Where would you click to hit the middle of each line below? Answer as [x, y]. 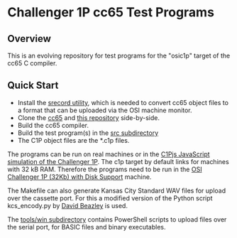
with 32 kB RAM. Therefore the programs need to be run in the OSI [105, 169]
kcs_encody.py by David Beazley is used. [67, 205]
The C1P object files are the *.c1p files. [73, 140]
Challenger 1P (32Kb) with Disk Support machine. [79, 177]
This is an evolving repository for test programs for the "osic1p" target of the [119, 55]
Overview [29, 39]
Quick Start [33, 86]
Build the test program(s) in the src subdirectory [88, 133]
